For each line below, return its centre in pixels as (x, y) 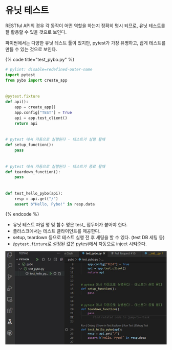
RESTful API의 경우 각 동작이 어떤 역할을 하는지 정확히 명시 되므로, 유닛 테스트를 (85, 26)
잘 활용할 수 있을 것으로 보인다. (36, 32)
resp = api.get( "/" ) (36, 199)
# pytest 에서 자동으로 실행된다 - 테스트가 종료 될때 (55, 167)
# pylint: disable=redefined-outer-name (49, 69)
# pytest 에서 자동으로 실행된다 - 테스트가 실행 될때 (55, 139)
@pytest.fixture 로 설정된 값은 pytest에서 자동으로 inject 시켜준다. (80, 244)
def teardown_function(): (33, 172)
